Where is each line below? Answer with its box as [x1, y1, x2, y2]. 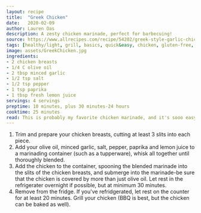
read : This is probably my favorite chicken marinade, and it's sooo [6, 114, 184, 120]
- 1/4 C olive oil [6, 64, 52, 71]
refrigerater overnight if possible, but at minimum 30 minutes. [14, 182, 167, 189]
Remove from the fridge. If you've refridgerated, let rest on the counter [14, 188, 190, 195]
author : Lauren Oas [6, 25, 55, 32]
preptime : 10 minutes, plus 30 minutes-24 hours [6, 103, 130, 109]
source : [6, 36, 26, 42]
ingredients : [6, 53, 39, 59]
